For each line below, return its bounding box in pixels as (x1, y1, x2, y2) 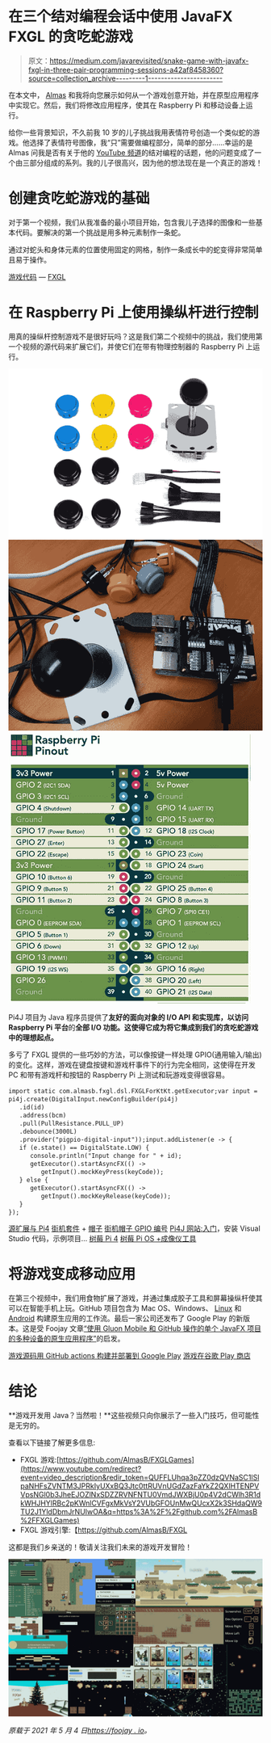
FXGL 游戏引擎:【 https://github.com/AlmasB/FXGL (19, 1525, 188, 1535)
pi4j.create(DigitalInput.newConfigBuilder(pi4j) (8, 1096, 179, 1104)
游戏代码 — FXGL (8, 272, 66, 281)
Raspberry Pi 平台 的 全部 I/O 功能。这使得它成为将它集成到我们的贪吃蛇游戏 (8, 1023, 259, 1033)
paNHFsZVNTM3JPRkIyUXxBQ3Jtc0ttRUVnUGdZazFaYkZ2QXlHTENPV (19, 1481, 260, 1491)
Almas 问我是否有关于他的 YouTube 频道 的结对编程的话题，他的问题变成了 (8, 147, 255, 158)
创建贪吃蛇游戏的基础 (8, 189, 151, 208)
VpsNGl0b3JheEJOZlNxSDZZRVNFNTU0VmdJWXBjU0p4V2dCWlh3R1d (19, 1490, 261, 1500)
